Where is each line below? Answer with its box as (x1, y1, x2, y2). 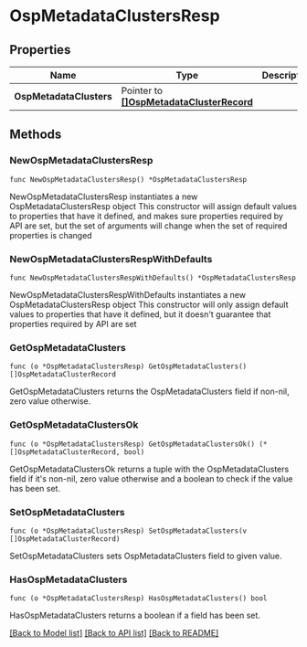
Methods (9, 127, 62, 143)
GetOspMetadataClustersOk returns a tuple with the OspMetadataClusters (9, 463, 290, 474)
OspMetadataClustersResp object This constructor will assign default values (9, 200, 297, 211)
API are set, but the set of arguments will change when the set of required (9, 220, 288, 231)
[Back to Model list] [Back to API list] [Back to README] (9, 628, 219, 639)
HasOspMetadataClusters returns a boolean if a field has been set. (9, 610, 260, 621)
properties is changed (9, 229, 93, 240)
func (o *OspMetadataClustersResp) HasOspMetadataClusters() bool (9, 594, 268, 603)
